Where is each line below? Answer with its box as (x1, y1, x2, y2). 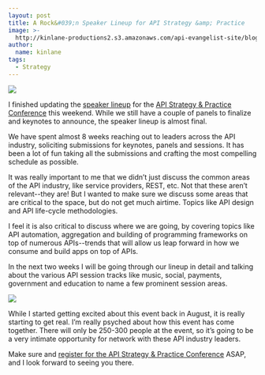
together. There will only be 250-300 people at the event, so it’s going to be (8, 325, 254, 335)
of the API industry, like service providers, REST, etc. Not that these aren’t (8, 180, 248, 190)
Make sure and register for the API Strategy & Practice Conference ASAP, (8, 349, 247, 358)
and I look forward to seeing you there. (8, 358, 134, 367)
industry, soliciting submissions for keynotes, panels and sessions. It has (8, 140, 244, 150)
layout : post (8, 11, 51, 20)
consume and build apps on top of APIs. (8, 246, 139, 256)
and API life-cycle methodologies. (8, 206, 118, 215)
